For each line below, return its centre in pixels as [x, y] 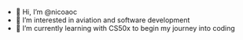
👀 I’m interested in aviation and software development [103, 20]
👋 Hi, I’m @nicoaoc [46, 12]
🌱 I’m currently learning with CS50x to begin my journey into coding [125, 28]
